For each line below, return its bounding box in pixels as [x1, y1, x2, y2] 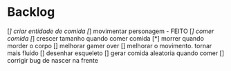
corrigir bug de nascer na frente [7, 56, 99, 64]
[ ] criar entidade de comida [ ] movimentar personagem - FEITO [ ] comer [7, 27, 214, 35]
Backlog [7, 4, 55, 20]
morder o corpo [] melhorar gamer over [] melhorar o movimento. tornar [7, 41, 212, 50]
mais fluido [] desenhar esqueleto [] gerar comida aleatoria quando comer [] [7, 49, 225, 57]
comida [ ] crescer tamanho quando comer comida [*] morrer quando [7, 34, 204, 42]
